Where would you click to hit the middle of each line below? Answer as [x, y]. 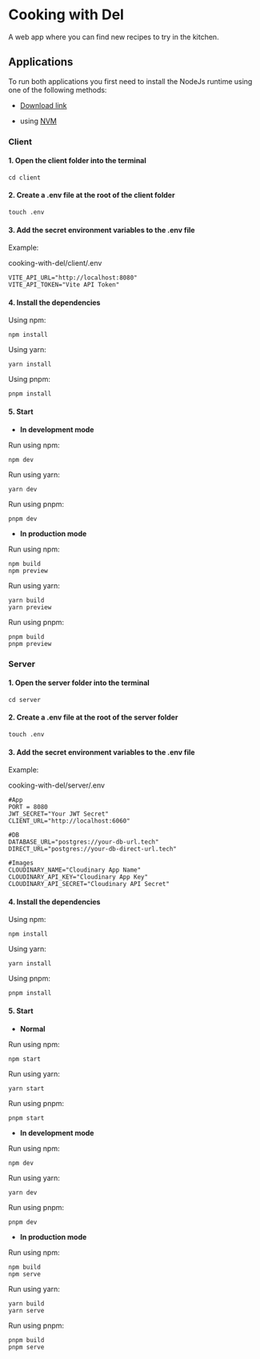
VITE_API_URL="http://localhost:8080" [73, 278]
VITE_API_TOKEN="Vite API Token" [64, 285]
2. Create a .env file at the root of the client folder [92, 195]
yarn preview [30, 607]
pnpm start [26, 1118]
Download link [43, 105]
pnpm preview [30, 643]
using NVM [38, 121]
